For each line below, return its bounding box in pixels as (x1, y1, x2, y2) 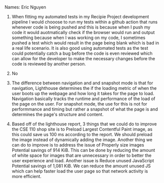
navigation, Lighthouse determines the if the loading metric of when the (11, 85, 157, 91)
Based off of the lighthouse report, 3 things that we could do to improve (11, 121, 157, 127)
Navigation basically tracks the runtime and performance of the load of (11, 96, 156, 102)
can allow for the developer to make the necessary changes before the (11, 56, 155, 61)
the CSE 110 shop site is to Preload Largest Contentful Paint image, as (11, 126, 153, 132)
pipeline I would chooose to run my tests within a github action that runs (11, 19, 158, 25)
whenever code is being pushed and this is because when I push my (11, 24, 151, 30)
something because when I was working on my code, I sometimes (11, 35, 146, 40)
